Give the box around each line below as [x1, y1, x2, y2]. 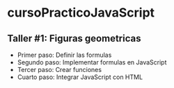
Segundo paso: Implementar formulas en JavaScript [17, 58, 167, 67]
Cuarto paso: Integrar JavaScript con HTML [17, 73, 143, 81]
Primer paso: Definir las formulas [17, 51, 112, 59]
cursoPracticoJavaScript [7, 5, 155, 21]
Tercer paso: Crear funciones [17, 66, 102, 73]
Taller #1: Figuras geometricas [7, 33, 141, 44]
